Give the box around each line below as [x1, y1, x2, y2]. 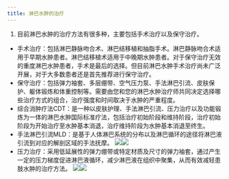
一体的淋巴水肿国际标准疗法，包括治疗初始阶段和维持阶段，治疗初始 [29, 112, 221, 121]
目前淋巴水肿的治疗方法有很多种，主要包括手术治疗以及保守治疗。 [16, 29, 203, 38]
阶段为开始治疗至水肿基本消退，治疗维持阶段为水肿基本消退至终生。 [16, 121, 209, 130]
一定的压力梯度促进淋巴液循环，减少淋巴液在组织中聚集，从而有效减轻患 [16, 156, 221, 164]
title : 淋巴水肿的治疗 [7, 10, 65, 17]
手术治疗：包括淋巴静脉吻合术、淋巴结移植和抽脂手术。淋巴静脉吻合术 [16, 44, 215, 52]
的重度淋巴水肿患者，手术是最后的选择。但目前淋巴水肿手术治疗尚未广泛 [16, 61, 221, 69]
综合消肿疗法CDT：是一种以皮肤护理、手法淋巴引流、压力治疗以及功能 [16, 104, 215, 112]
